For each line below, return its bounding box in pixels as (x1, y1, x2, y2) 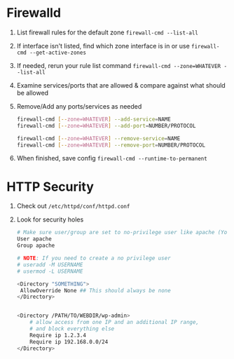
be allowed (16, 88, 49, 97)
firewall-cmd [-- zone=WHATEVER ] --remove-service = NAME (16, 135, 181, 142)
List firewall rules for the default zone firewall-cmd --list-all (16, 28, 199, 36)
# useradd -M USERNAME (16, 261, 83, 268)
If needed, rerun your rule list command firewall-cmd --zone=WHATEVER (16, 61, 221, 69)
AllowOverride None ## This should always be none (20, 287, 171, 294)
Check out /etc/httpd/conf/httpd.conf (16, 202, 130, 210)
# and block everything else (29, 325, 115, 332)
